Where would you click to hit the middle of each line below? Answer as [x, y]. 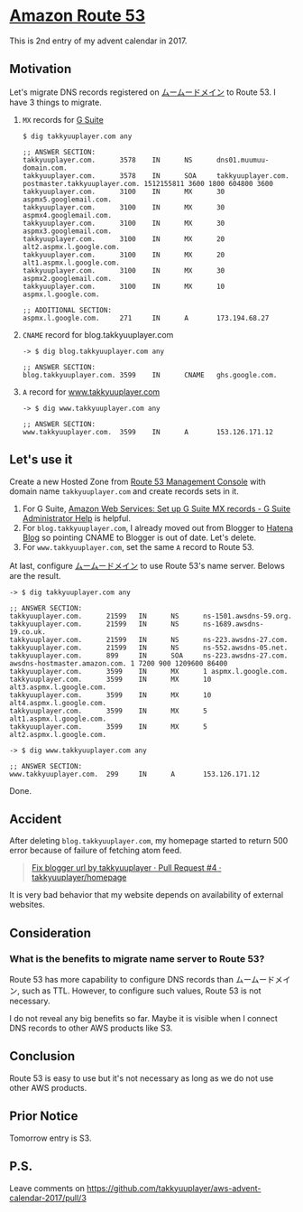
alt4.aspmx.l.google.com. [58, 703]
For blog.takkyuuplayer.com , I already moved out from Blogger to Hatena [158, 527]
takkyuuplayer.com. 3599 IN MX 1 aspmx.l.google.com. [149, 671]
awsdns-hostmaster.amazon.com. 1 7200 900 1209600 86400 [119, 663]
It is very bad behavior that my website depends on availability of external [147, 895]
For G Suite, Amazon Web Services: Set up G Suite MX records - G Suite [156, 508]
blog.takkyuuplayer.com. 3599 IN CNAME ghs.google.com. [150, 375]
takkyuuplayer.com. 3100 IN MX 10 [124, 286]
